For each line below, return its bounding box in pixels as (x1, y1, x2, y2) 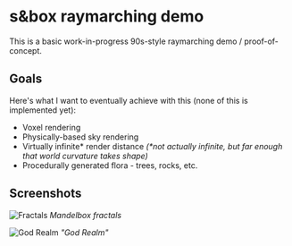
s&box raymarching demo (9, 6, 204, 27)
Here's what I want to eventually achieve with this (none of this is (9, 95, 248, 106)
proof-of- (244, 36, 279, 47)
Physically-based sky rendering (21, 131, 139, 142)
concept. (9, 45, 43, 55)
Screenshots (9, 186, 82, 201)
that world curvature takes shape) (21, 150, 149, 161)
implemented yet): (9, 105, 77, 115)
